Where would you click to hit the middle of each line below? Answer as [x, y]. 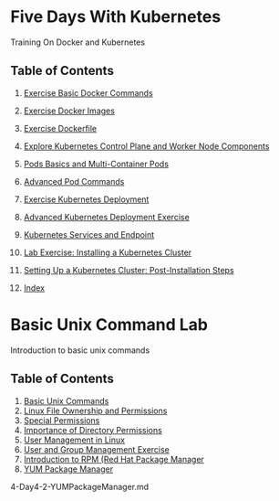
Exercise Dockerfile [60, 128]
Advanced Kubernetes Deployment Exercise [106, 217]
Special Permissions [62, 420]
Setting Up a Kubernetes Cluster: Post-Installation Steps [129, 270]
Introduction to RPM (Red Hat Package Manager [114, 459]
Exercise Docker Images [69, 111]
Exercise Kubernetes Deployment [86, 199]
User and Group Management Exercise [96, 449]
